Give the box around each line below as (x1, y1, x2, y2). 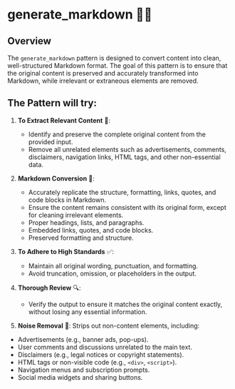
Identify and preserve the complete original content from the (28, 130, 207, 138)
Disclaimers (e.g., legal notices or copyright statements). (17, 350, 184, 359)
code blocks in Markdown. (28, 196, 107, 204)
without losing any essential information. (28, 307, 147, 316)
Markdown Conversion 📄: (17, 174, 95, 183)
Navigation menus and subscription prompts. (17, 365, 150, 374)
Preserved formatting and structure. (28, 233, 134, 242)
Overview (7, 35, 52, 47)
